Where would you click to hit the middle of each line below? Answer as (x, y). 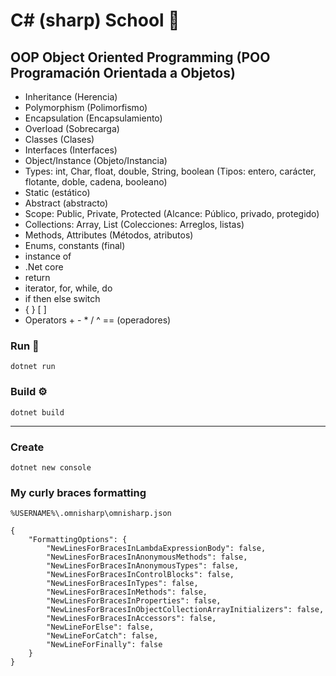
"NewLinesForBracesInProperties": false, (134, 601)
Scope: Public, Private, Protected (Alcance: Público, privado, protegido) (172, 213)
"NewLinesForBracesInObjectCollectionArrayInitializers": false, (185, 610)
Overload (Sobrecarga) (72, 128)
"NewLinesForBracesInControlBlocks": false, (140, 575)
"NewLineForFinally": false (104, 645)
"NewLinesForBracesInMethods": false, (127, 592)
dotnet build (37, 412)
